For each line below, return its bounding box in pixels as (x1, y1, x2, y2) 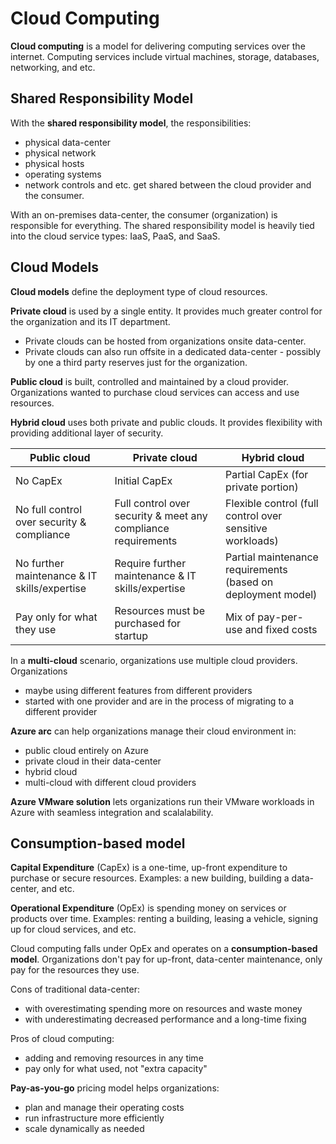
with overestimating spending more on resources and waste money (24, 1003, 303, 1015)
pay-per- (257, 610, 304, 624)
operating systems (24, 168, 102, 180)
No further (15, 556, 65, 570)
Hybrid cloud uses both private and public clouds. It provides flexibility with (10, 416, 323, 428)
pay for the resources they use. (10, 964, 140, 976)
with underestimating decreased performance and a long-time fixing (24, 1013, 307, 1026)
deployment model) (225, 587, 318, 601)
